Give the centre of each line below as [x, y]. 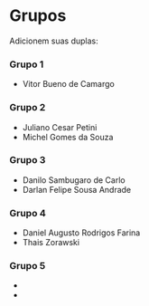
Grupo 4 [28, 213]
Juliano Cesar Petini [60, 127]
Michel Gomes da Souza [68, 137]
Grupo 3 [28, 160]
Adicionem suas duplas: [54, 41]
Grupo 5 [28, 266]
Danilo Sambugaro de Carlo [74, 180]
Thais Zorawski [51, 243]
